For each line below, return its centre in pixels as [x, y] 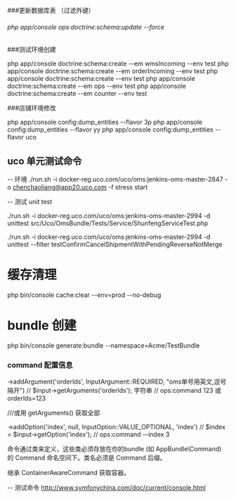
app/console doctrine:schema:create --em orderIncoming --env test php [113, 71]
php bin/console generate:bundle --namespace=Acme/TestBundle [104, 345]
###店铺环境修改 [32, 108]
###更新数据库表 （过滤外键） [51, 10]
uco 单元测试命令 [45, 161]
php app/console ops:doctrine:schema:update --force [86, 27]
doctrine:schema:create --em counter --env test [77, 94]
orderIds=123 [27, 398]
